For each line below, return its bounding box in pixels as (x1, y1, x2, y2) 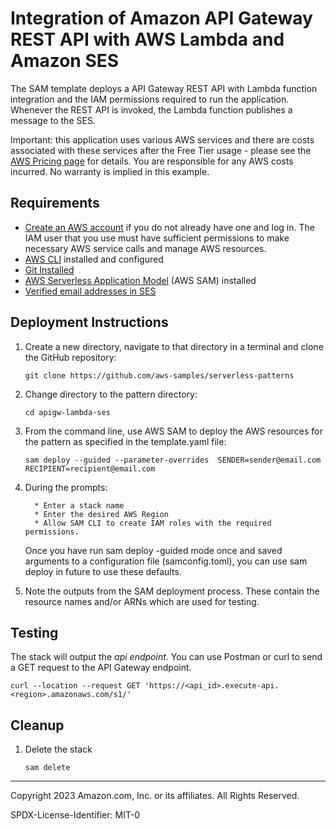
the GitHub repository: (24, 351, 117, 363)
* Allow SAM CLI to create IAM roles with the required (34, 518, 272, 528)
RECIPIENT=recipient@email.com (24, 463, 156, 474)
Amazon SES (10, 50, 120, 72)
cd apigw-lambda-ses (24, 407, 111, 417)
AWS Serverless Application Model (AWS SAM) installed (24, 274, 257, 286)
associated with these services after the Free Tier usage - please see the (10, 144, 312, 156)
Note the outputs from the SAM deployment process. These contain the (24, 585, 320, 597)
